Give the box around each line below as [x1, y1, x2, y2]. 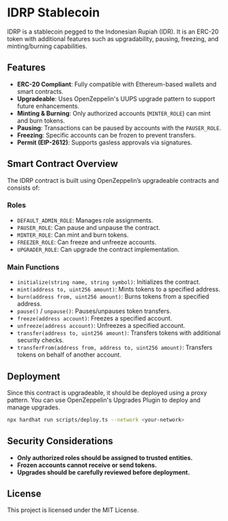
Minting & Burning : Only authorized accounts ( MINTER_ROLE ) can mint [16, 109, 211, 117]
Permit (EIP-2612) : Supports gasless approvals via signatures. [16, 138, 193, 147]
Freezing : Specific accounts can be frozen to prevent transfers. [16, 131, 197, 139]
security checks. [16, 336, 64, 344]
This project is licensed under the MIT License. [7, 506, 139, 514]
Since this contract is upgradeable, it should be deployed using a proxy [7, 388, 208, 396]
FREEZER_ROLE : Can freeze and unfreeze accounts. [16, 238, 157, 246]
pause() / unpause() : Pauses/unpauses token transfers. [16, 307, 172, 316]
